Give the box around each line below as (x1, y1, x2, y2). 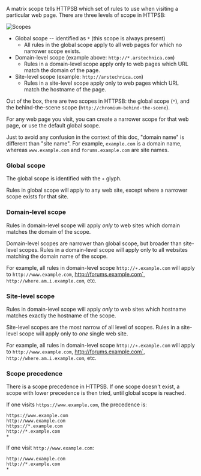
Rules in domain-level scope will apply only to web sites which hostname (6, 305, 187, 313)
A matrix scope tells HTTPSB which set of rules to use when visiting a (6, 5, 179, 12)
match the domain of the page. (23, 67, 100, 74)
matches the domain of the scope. (6, 228, 91, 235)
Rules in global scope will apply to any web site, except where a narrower (6, 186, 188, 194)
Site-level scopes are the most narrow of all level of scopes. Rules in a (6, 323, 180, 331)
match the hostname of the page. (23, 86, 107, 93)
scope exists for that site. (6, 193, 69, 200)
